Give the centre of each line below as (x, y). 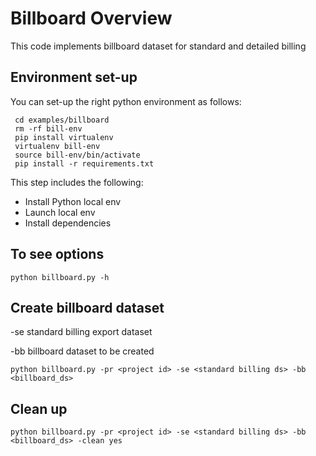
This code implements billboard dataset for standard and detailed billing (158, 46)
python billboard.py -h (60, 277)
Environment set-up (74, 77)
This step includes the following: (77, 182)
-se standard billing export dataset (81, 332)
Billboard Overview (91, 18)
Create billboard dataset (87, 307)
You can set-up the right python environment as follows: (126, 101)
